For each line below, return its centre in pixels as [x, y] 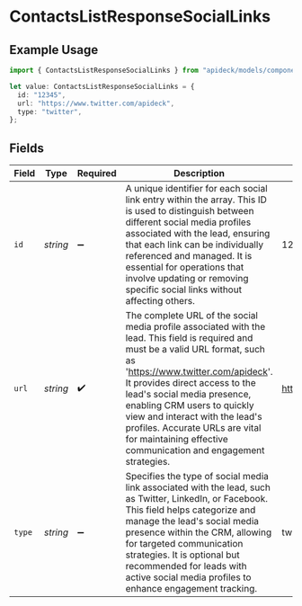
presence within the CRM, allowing [199, 532]
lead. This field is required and [189, 338]
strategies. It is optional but [182, 555]
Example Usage [54, 50]
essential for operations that [185, 267]
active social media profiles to [188, 577]
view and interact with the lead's [194, 417]
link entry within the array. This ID [196, 200]
